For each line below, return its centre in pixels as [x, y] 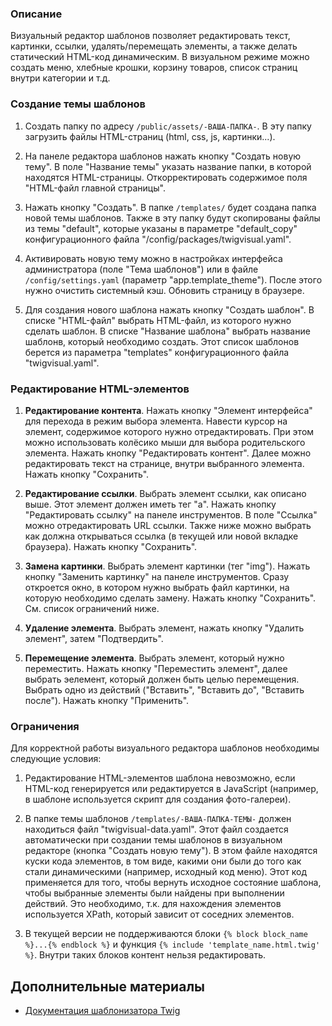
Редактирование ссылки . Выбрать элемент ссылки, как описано [165, 493]
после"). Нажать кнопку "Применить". [107, 700]
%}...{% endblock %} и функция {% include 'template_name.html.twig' [172, 944]
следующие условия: [56, 759]
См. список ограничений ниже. [92, 608]
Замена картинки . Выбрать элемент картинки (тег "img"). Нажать [167, 566]
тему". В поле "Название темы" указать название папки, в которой [168, 166]
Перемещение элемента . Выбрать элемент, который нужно [154, 658]
